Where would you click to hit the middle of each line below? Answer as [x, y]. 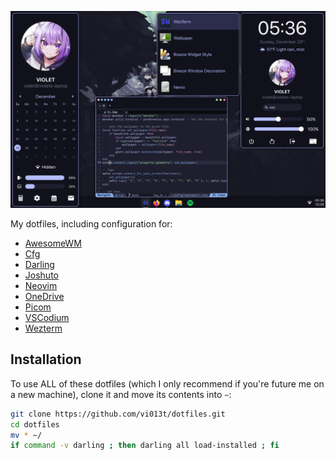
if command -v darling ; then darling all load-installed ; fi [145, 446]
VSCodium [47, 317]
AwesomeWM [53, 243]
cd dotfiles [35, 424]
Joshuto [41, 275]
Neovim [41, 285]
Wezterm [43, 328]
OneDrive [44, 296]
